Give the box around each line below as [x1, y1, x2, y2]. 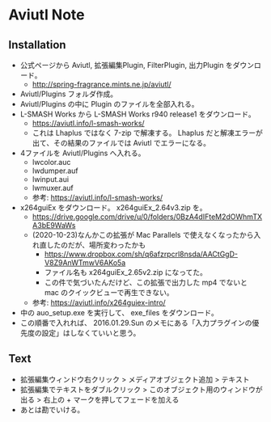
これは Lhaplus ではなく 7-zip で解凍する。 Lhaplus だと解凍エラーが [32, 128, 263, 137]
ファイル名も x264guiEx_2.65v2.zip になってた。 [44, 268, 208, 276]
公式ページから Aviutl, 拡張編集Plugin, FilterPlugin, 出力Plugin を [19, 61, 233, 70]
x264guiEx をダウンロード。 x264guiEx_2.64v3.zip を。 [19, 203, 208, 212]
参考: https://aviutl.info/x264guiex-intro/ [32, 298, 166, 307]
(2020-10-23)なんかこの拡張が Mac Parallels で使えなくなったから [32, 230, 254, 239]
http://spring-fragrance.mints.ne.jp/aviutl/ [32, 79, 171, 89]
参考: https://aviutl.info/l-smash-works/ [32, 192, 163, 202]
